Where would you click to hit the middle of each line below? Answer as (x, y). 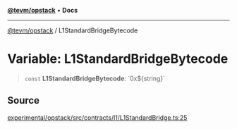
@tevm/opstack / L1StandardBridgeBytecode (73, 30)
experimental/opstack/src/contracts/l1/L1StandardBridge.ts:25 (97, 117)
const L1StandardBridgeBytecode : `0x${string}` (95, 78)
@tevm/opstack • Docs (43, 10)
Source (24, 100)
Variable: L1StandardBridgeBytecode (118, 59)
